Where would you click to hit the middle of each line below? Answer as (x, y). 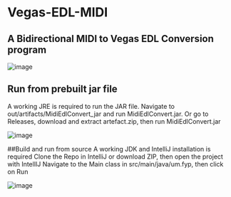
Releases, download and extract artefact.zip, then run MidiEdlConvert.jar (114, 121)
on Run (18, 171)
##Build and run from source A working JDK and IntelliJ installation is (109, 149)
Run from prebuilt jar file (62, 89)
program (27, 49)
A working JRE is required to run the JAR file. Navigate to (91, 106)
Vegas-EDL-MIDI (58, 12)
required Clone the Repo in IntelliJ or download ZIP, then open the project (115, 156)
